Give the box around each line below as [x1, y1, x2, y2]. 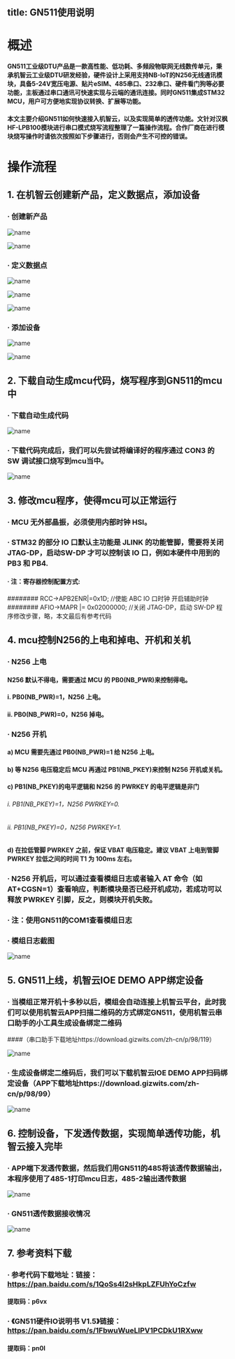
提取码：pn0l [7, 1344, 45, 1352]
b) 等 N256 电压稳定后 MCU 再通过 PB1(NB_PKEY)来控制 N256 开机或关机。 [7, 765, 227, 773]
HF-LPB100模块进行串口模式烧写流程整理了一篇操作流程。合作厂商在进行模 [7, 123, 225, 132]
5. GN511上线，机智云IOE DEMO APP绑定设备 [7, 974, 204, 986]
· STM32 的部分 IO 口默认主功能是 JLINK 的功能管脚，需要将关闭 [7, 537, 224, 547]
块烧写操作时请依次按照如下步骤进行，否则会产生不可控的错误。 [7, 132, 191, 140]
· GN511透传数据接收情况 [7, 1209, 91, 1218]
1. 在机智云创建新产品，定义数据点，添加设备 [7, 189, 201, 201]
